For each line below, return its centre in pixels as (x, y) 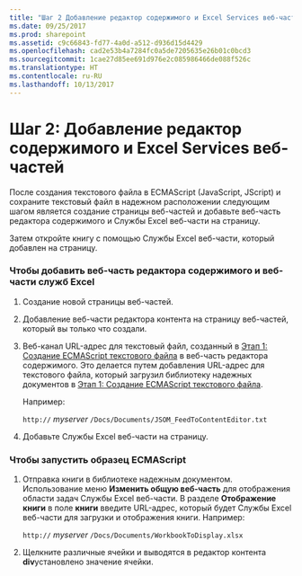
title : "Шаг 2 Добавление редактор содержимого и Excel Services (134, 18)
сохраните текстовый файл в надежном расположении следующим (139, 201)
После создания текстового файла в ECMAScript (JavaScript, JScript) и (145, 192)
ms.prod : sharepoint (48, 34)
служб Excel (67, 282)
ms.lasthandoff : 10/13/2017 (62, 84)
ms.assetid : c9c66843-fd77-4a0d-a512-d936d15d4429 (106, 43)
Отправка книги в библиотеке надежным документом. (128, 479)
